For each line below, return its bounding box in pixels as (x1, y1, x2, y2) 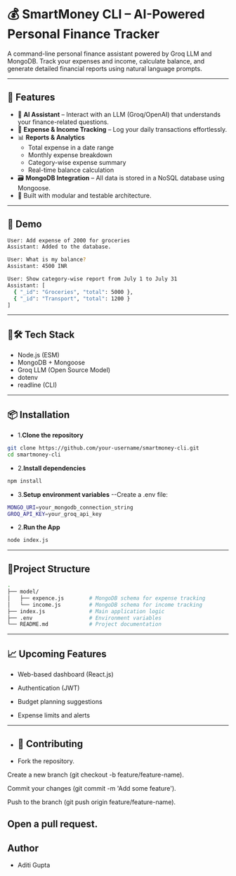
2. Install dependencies (17, 464, 86, 472)
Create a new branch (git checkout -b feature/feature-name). (7, 770, 184, 779)
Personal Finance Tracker (7, 26, 160, 42)
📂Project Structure (7, 562, 91, 575)
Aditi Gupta (17, 861, 51, 870)
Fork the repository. (17, 756, 75, 765)
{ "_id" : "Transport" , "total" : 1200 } (13, 295, 131, 302)
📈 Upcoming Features (7, 648, 107, 660)
